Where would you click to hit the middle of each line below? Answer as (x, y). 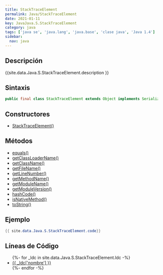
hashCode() (24, 194)
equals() (20, 153)
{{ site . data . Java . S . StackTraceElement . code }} (53, 231)
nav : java (19, 41)
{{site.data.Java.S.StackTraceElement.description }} (57, 72)
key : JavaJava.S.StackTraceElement (41, 23)
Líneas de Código (32, 246)
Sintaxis (18, 88)
